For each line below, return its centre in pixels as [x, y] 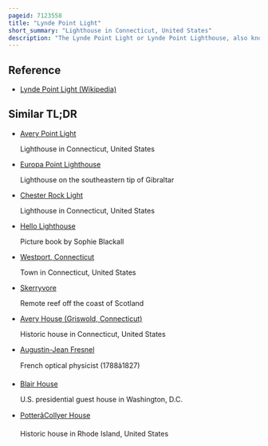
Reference [35, 70]
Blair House [39, 384]
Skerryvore [38, 288]
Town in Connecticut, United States [78, 272]
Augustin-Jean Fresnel [57, 349]
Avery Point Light [48, 133]
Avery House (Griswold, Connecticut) [81, 319]
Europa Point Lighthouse [60, 164]
